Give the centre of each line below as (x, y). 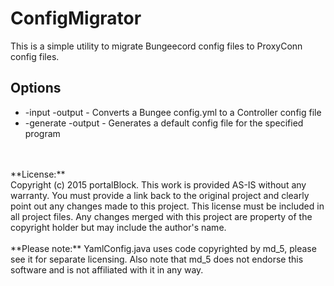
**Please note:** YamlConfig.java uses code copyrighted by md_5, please (163, 248)
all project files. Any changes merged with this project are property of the (161, 216)
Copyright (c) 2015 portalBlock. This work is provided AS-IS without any (158, 184)
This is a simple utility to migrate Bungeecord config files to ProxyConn (156, 46)
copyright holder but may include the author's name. (118, 227)
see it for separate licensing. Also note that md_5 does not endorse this (157, 259)
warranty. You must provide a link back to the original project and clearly (160, 195)
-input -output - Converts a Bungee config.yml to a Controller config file (173, 112)
